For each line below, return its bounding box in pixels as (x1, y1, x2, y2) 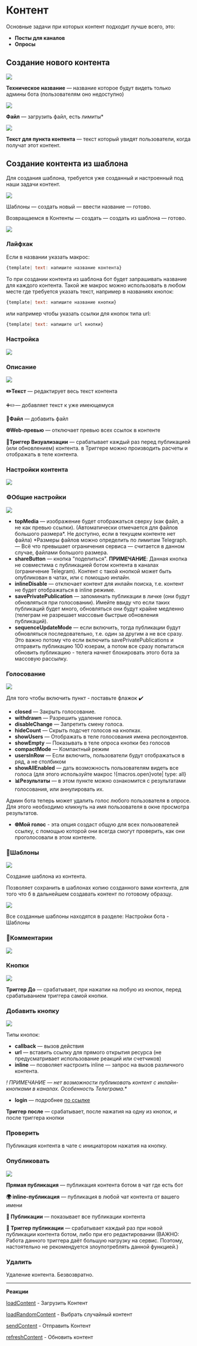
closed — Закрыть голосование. (14, 708, 96, 715)
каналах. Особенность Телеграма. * (36, 1086, 127, 1093)
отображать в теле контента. (6, 451, 79, 458)
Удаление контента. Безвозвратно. (6, 1271, 94, 1278)
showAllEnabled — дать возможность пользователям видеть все (14, 764, 179, 771)
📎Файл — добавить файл (6, 415, 69, 422)
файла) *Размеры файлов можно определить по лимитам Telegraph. (14, 536, 188, 543)
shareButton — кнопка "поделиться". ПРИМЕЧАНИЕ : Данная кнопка (14, 555, 188, 562)
